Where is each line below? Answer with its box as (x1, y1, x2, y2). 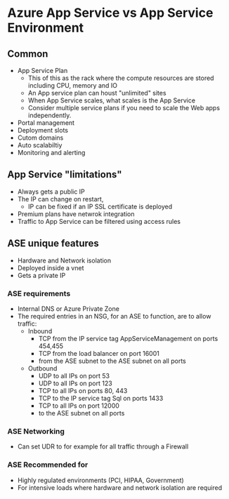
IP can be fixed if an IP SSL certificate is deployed (27, 202, 173, 211)
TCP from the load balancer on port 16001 (38, 349, 159, 357)
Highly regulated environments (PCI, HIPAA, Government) (17, 476, 184, 484)
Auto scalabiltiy (17, 141, 63, 149)
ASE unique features (7, 237, 100, 250)
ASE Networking (7, 426, 65, 436)
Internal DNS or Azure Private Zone (17, 304, 119, 313)
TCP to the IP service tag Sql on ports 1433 (38, 394, 164, 402)
